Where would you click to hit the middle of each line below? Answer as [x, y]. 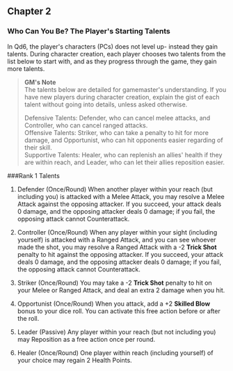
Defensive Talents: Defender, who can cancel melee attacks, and [117, 118]
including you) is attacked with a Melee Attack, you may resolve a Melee [121, 196]
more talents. [26, 68]
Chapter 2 [29, 11]
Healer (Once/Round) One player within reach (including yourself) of [115, 353]
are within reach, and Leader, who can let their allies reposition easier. [124, 162]
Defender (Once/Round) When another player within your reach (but [115, 189]
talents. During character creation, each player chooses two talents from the [116, 54]
